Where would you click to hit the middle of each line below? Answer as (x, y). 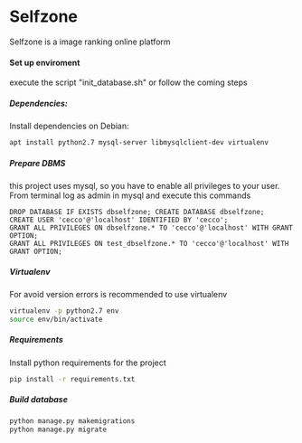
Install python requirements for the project (88, 363)
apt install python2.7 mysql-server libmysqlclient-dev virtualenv (139, 143)
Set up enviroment (45, 62)
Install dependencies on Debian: (69, 126)
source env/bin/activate (56, 319)
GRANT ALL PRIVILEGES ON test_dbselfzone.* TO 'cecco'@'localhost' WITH (149, 243)
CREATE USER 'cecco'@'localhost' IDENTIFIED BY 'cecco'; (119, 220)
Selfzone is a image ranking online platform (90, 42)
